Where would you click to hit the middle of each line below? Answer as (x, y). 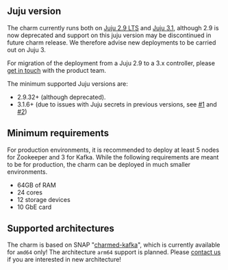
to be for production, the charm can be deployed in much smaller (99, 164)
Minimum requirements (58, 133)
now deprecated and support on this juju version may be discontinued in (109, 35)
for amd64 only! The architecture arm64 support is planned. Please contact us (114, 252)
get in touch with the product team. (57, 70)
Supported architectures (61, 228)
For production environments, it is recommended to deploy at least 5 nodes (113, 150)
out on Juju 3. (27, 49)
